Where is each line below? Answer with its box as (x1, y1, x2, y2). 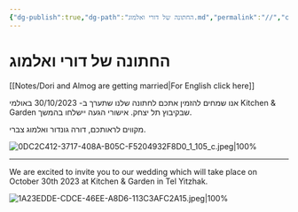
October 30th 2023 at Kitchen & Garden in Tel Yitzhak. (9, 176, 208, 186)
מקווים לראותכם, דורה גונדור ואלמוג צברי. (9, 124, 146, 134)
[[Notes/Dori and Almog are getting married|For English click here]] (9, 80, 255, 91)
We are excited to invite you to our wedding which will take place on (9, 166, 257, 177)
